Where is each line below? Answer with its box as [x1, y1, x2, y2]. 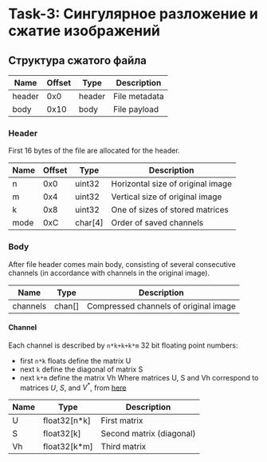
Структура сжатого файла [8, 54, 147, 67]
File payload [112, 104, 159, 114]
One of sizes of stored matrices [111, 205, 230, 216]
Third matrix [100, 441, 147, 452]
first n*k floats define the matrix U [19, 356, 132, 365]
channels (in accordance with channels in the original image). [8, 268, 210, 277]
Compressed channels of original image [86, 301, 237, 312]
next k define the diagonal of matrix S [19, 364, 143, 374]
